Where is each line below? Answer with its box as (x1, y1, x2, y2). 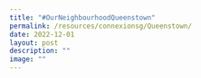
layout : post (9, 38, 59, 48)
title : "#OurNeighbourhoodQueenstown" (9, 13, 156, 22)
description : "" (9, 47, 71, 56)
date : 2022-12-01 (9, 30, 75, 39)
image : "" (9, 55, 47, 64)
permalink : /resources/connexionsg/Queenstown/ (9, 22, 193, 30)
